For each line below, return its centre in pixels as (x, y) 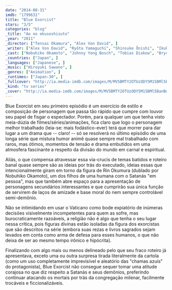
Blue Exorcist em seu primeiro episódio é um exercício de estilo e (74, 106)
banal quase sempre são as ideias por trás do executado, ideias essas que (84, 165)
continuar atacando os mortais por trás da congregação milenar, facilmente (85, 277)
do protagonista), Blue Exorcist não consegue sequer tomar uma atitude (81, 266)
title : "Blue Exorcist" (31, 20)
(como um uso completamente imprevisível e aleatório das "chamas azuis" (84, 261)
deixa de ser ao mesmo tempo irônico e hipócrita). (58, 240)
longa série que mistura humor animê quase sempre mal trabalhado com (82, 139)
